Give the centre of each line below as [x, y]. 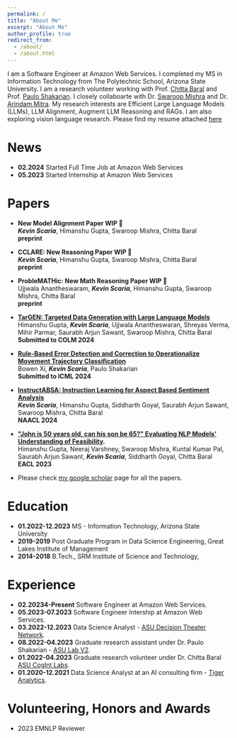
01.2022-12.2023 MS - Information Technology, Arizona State [109, 526]
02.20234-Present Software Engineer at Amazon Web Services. [112, 605]
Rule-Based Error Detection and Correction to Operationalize [109, 353]
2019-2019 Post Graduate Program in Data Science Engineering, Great [121, 541]
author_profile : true [39, 34]
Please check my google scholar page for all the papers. [100, 478]
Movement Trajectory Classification [71, 361]
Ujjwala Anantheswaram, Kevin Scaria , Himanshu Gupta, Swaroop [115, 288]
